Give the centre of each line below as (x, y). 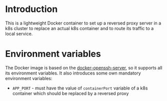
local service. (19, 33)
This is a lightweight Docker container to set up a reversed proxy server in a (83, 23)
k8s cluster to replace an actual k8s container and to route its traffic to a (79, 28)
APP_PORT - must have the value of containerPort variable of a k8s (80, 88)
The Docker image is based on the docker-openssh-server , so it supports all (84, 67)
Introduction (31, 9)
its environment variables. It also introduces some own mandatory (73, 73)
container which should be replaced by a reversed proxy (70, 93)
